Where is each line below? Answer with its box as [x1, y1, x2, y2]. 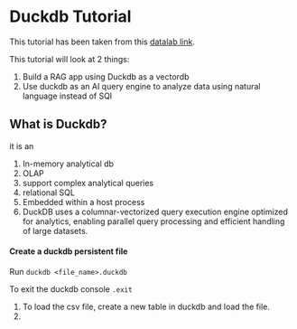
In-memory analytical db [22, 158, 115, 169]
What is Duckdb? [9, 117, 107, 132]
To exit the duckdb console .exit [9, 283, 133, 295]
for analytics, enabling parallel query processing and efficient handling [22, 215, 285, 227]
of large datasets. [22, 225, 88, 236]
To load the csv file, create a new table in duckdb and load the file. [22, 301, 271, 312]
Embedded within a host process [22, 196, 145, 207]
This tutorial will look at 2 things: [9, 53, 130, 64]
